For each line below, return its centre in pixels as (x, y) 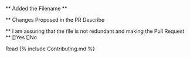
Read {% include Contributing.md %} (50, 49)
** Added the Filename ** (37, 8)
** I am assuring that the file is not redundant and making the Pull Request (95, 31)
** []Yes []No (21, 37)
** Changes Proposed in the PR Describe (55, 20)
